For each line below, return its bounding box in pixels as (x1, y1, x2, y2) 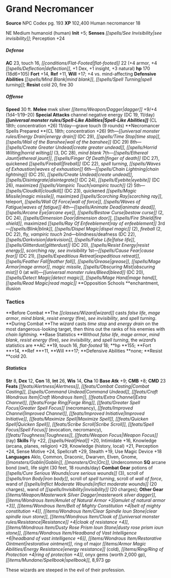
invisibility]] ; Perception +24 (6, 35, 65, 41)
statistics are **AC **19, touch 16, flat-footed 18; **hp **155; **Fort (6, 342, 152, 349)
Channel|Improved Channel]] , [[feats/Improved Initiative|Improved (6, 410, 145, 417)
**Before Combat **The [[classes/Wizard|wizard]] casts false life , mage (6, 310, 160, 316)
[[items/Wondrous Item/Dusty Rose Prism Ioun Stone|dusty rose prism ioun (6, 524, 163, 530)
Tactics (6, 298, 25, 305)
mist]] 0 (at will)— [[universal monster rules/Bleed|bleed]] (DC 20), (6, 269, 145, 275)
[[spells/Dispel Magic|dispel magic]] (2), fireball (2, (54, 225, 162, 232)
